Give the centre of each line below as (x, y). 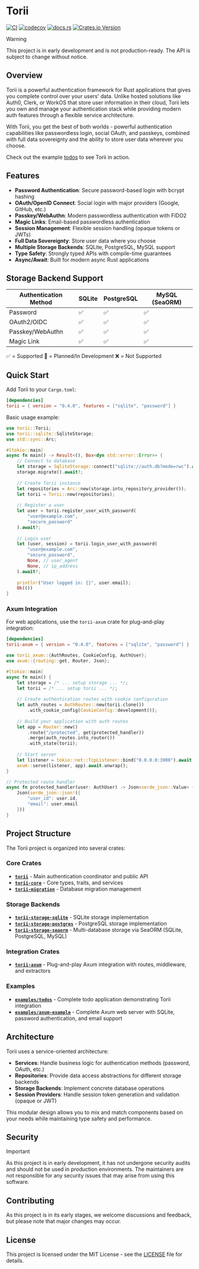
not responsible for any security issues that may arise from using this (90, 1176)
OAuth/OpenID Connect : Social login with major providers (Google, (97, 203)
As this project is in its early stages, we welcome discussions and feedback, (99, 1215)
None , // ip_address (53, 566)
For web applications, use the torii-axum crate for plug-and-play (85, 622)
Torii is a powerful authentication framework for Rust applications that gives (99, 90)
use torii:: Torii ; (29, 428)
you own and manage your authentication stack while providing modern (94, 109)
